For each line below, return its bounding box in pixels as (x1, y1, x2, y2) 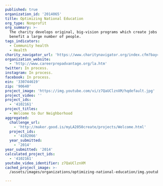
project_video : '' (5, 93, 42, 98)
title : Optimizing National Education (5, 16, 83, 21)
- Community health (9, 43, 49, 48)
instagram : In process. (5, 70, 53, 75)
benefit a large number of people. (9, 34, 81, 39)
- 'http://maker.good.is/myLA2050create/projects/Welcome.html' (14, 124, 147, 129)
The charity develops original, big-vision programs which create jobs (9, 30, 158, 34)
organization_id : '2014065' (5, 12, 62, 17)
